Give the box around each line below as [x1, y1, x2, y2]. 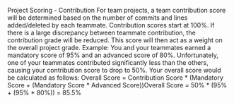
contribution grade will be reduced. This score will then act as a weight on [7, 36, 223, 44]
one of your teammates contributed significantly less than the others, [7, 59, 209, 66]
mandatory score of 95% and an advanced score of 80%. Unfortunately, [7, 51, 219, 59]
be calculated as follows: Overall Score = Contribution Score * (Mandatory [7, 73, 224, 82]
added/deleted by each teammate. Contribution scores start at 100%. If [7, 21, 215, 29]
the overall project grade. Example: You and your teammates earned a [7, 44, 211, 51]
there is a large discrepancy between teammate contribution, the [7, 28, 196, 37]
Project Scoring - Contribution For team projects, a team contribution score [7, 6, 226, 14]
